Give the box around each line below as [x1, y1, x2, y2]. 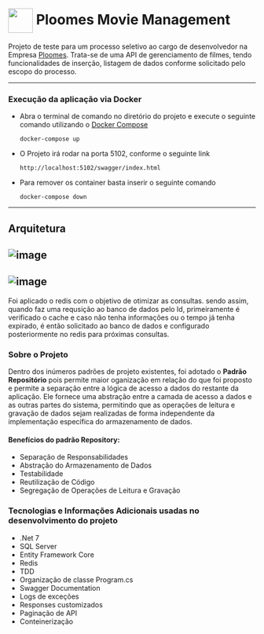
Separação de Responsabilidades [19, 453, 128, 462]
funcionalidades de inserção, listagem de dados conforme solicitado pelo [8, 58, 246, 68]
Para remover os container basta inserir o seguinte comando [19, 178, 216, 188]
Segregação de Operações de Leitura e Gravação [19, 486, 181, 495]
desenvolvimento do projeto [8, 515, 118, 526]
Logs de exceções [19, 592, 79, 601]
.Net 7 [19, 533, 39, 542]
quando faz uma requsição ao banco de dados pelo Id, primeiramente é [8, 304, 240, 313]
